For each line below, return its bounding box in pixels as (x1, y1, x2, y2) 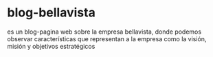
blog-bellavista (7, 5, 96, 21)
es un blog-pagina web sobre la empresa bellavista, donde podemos (7, 27, 201, 36)
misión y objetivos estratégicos (7, 42, 96, 50)
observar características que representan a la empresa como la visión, (7, 34, 207, 43)
